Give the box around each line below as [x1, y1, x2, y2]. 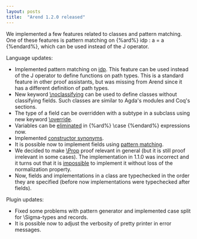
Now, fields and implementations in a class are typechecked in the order [14, 172, 190, 179]
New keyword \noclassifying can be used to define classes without [14, 91, 178, 98]
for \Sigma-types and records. [14, 213, 88, 221]
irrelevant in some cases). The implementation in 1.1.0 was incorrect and [14, 153, 189, 160]
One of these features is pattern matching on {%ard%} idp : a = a [6, 36, 165, 44]
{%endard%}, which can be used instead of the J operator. [6, 42, 149, 50]
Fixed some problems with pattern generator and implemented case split [14, 207, 191, 214]
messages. [14, 226, 42, 233]
